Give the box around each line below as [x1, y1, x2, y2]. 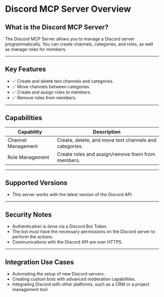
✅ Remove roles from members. [12, 95, 77, 100]
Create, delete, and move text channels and [57, 136, 157, 143]
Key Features [5, 65, 46, 74]
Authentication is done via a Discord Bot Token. [12, 223, 108, 229]
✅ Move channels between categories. [12, 83, 90, 89]
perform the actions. [12, 234, 54, 240]
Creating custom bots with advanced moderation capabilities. [12, 276, 136, 282]
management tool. [12, 287, 49, 293]
